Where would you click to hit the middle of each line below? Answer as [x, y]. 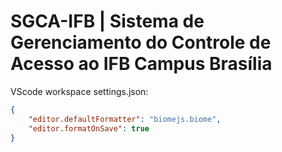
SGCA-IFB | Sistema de [107, 21]
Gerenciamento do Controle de [141, 42]
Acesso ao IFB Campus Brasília [141, 64]
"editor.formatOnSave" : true [89, 128]
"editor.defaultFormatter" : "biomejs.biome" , [125, 119]
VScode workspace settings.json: [79, 91]
